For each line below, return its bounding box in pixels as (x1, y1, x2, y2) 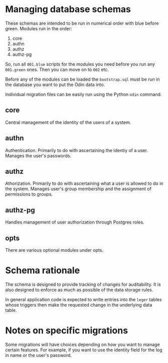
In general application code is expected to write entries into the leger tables (5, 296, 162, 303)
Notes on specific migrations (5, 325, 128, 336)
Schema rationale (5, 265, 80, 276)
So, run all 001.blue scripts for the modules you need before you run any (5, 61, 155, 67)
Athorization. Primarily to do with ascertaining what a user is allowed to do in (5, 180, 163, 187)
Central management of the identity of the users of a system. (5, 119, 131, 125)
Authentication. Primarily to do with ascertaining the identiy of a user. (5, 147, 148, 153)
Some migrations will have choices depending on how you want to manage (5, 341, 160, 347)
